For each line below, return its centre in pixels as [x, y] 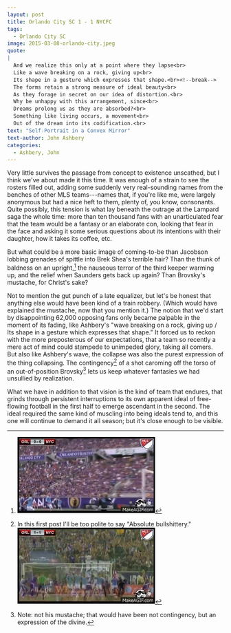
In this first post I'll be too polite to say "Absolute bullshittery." [104, 524]
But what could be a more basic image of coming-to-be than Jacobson [108, 252]
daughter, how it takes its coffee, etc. [59, 239]
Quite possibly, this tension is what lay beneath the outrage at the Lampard [113, 209]
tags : [15, 29]
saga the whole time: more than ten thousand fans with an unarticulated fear [115, 217]
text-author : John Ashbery [46, 138]
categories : [24, 145]
